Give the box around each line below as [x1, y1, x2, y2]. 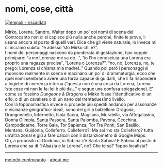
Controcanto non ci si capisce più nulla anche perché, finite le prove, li [5, 34, 146, 40]
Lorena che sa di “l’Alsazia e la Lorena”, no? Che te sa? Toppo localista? [5, 143, 148, 148]
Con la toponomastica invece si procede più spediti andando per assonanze [5, 101, 157, 107]
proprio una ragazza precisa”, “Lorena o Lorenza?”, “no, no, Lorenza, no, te [5, 60, 155, 66]
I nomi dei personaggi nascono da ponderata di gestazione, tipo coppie [5, 50, 148, 56]
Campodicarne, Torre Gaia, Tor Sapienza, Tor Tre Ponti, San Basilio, [5, 122, 140, 128]
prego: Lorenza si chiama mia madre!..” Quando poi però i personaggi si [5, 65, 149, 71]
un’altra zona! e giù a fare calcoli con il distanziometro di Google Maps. [5, 132, 147, 138]
